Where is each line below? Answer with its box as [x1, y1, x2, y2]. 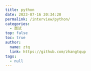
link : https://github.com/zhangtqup [9, 49, 86, 54]
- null [9, 58, 23, 63]
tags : [5, 53, 16, 59]
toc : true [5, 35, 26, 40]
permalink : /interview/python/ [5, 16, 70, 21]
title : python [5, 7, 35, 12]
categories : [5, 21, 30, 26]
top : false [5, 30, 28, 35]
